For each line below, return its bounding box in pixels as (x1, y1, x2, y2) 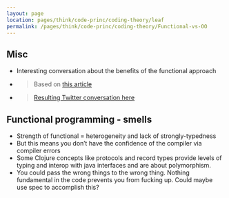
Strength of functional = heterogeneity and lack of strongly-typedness (16, 132, 217, 140)
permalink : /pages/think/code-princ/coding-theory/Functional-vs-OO (6, 23, 208, 30)
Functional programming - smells (6, 113, 152, 125)
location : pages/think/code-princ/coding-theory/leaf (6, 17, 165, 23)
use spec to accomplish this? (16, 184, 99, 191)
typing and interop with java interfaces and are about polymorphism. (16, 161, 212, 169)
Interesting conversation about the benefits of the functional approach (16, 67, 217, 75)
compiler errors (16, 146, 61, 155)
